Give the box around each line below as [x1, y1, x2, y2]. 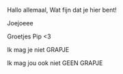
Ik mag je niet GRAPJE [7, 46, 70, 53]
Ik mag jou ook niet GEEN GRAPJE [7, 59, 103, 67]
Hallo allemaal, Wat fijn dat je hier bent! [7, 6, 118, 14]
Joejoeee [7, 19, 33, 27]
